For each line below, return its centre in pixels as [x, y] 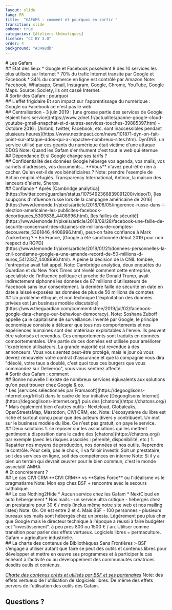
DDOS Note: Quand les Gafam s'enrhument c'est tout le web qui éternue [82, 150]
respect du [17, 243]
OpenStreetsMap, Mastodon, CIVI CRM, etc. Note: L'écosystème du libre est [85, 412]
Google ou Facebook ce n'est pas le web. [49, 106]
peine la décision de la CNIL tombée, [115, 259]
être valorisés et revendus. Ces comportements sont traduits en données [82, 336]
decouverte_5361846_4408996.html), [45, 232]
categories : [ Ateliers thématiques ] [44, 34]
